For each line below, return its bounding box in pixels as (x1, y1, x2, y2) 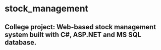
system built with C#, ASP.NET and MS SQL (4, 30, 142, 39)
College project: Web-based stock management (4, 23, 157, 31)
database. (4, 38, 37, 47)
